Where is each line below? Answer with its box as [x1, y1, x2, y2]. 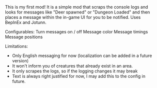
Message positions [5, 34, 43, 40]
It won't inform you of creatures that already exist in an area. [12, 63, 133, 69]
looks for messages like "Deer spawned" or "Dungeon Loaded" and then [5, 9, 150, 15]
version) [12, 58, 29, 63]
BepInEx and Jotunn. [5, 19, 47, 25]
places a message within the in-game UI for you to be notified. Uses [5, 15, 141, 20]
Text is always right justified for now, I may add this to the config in [12, 73, 146, 79]
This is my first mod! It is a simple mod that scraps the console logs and [5, 4, 148, 10]
